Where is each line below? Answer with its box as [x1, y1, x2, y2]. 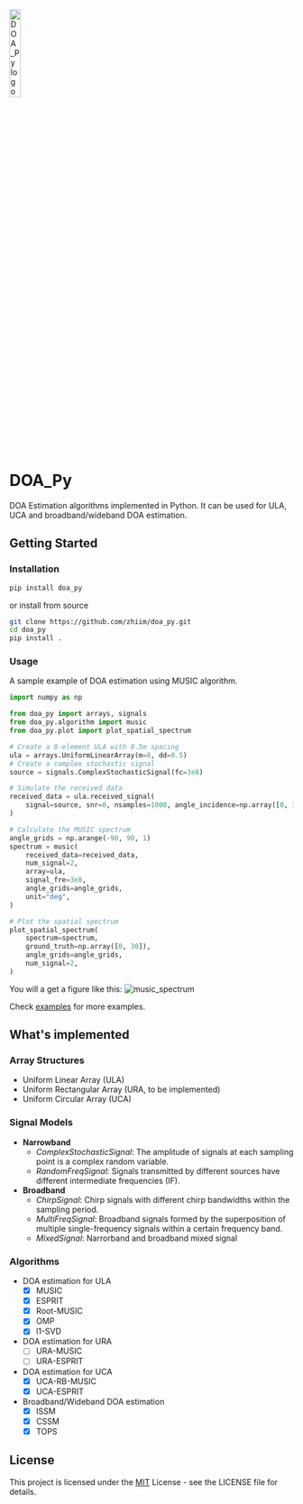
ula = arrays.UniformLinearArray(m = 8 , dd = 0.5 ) [9, 750, 188, 760]
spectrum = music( [9, 842, 78, 851]
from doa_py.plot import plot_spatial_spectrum [9, 726, 192, 736]
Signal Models [9, 1116, 74, 1129]
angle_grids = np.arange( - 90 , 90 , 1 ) [9, 833, 151, 842]
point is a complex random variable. [35, 1156, 170, 1167]
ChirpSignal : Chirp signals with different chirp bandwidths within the [35, 1194, 290, 1205]
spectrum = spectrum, [25, 933, 99, 943]
